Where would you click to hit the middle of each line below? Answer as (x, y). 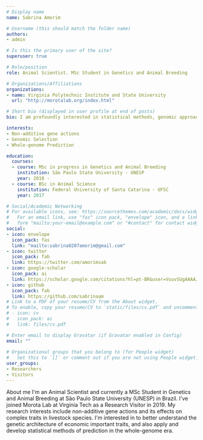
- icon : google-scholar (36, 268)
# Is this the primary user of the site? (59, 51)
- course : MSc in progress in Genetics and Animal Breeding (89, 167)
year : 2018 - (34, 179)
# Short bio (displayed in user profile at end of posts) (81, 112)
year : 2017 (31, 195)
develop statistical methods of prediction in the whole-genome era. (90, 430)
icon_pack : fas (31, 240)
